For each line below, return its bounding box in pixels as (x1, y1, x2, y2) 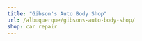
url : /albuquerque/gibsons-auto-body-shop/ (7, 17, 136, 24)
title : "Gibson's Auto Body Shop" (7, 10, 108, 17)
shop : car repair (7, 23, 58, 30)
